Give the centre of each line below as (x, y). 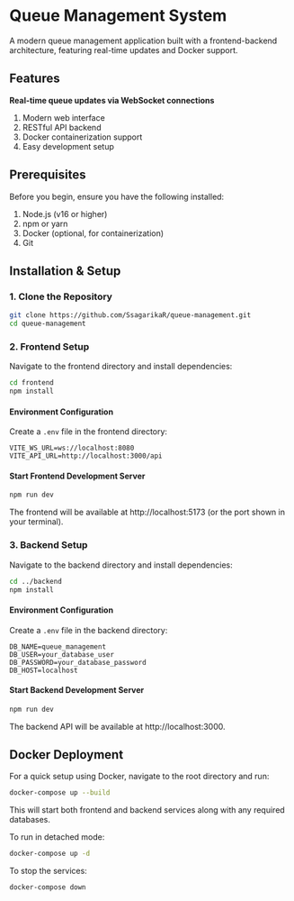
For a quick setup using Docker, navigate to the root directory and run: (139, 777)
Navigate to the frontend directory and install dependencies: (121, 367)
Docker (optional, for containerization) (93, 233)
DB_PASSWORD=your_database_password (78, 662)
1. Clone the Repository (61, 296)
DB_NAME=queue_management (58, 646)
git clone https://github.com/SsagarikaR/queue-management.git (130, 315)
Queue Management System (118, 16)
